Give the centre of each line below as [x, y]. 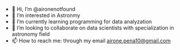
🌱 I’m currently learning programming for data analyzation [82, 21]
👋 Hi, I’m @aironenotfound [43, 9]
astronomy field [31, 34]
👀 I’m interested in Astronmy [46, 15]
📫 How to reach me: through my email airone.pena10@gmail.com [91, 41]
